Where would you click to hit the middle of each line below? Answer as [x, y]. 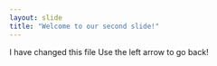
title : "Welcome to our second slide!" [85, 26]
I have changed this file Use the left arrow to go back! [109, 52]
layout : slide [36, 18]
